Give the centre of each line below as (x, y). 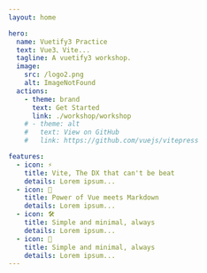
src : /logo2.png (54, 75)
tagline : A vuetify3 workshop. (74, 58)
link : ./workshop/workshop (81, 116)
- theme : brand (52, 99)
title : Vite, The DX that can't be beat (100, 173)
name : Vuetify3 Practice (62, 42)
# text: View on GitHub (72, 133)
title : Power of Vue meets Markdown (92, 198)
